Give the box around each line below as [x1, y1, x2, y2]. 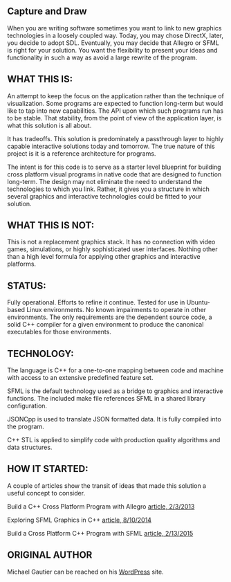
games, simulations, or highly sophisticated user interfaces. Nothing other [7, 245, 218, 253]
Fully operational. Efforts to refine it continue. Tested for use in [7, 298, 185, 307]
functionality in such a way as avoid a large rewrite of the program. [7, 53, 198, 62]
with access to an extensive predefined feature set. [7, 374, 154, 382]
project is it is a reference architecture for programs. [7, 149, 156, 158]
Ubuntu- [186, 298, 211, 307]
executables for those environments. [7, 328, 112, 336]
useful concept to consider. [7, 489, 85, 497]
